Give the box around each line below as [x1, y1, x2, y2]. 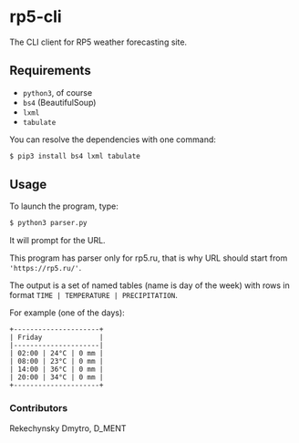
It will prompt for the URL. [9, 235, 107, 246]
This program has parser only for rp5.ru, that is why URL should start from [9, 252, 288, 263]
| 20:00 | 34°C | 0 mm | [9, 373, 104, 382]
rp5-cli [9, 6, 62, 27]
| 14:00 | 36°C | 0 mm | [9, 365, 104, 375]
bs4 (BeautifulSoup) [22, 97, 97, 108]
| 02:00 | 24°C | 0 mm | [9, 349, 104, 358]
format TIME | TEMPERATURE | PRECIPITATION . [9, 290, 178, 301]
